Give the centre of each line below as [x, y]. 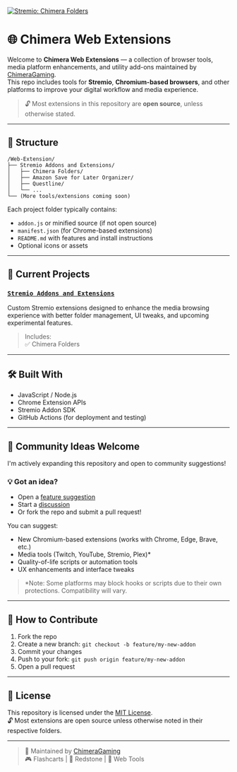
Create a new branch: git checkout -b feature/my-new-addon [107, 644]
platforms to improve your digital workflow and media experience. [103, 89]
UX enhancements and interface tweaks [76, 570]
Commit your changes [50, 652]
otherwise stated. [50, 114]
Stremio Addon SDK [47, 410]
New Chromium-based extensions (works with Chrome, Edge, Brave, [118, 539]
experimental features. [40, 323]
